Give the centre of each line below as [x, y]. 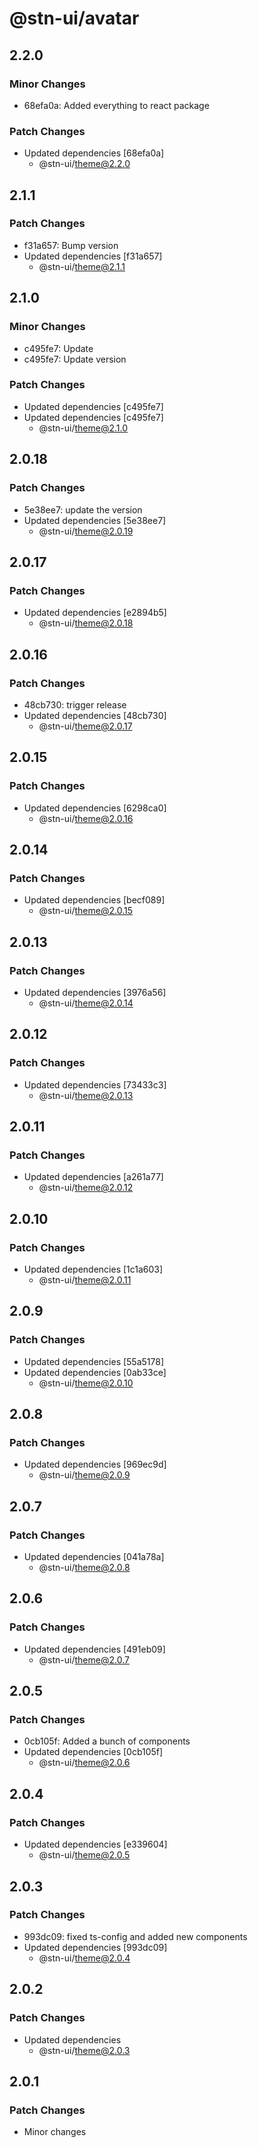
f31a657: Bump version [71, 245]
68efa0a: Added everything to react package [116, 105]
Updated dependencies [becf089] [94, 900]
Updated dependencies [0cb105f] [93, 1752]
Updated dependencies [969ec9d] [95, 1464]
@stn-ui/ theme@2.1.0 [83, 428]
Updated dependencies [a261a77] [93, 1177]
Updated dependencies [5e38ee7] [95, 520]
